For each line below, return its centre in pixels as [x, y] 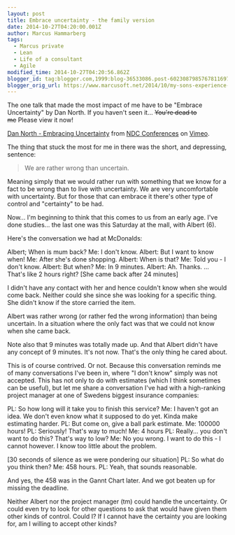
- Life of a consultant [48, 59]
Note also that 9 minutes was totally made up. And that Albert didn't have [113, 345]
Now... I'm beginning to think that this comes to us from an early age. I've [113, 217]
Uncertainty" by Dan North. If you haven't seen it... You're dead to [102, 113]
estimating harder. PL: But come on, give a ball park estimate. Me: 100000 [114, 424]
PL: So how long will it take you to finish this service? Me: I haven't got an [113, 409]
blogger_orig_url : [34, 85]
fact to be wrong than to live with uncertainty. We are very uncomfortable [113, 189]
